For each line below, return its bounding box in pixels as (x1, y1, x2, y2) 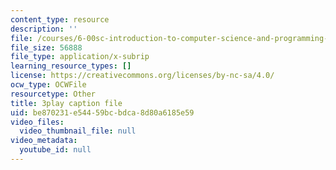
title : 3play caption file (10, 98, 123, 108)
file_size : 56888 (10, 42, 83, 53)
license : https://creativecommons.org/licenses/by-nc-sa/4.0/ (10, 71, 275, 81)
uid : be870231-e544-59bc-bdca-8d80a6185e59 (10, 107, 195, 118)
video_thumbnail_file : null (19, 126, 137, 136)
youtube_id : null (19, 145, 92, 155)
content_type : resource (10, 14, 110, 25)
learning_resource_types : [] (10, 61, 132, 71)
